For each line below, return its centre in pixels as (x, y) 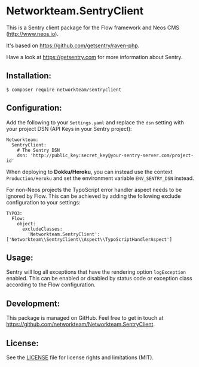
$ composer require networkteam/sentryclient (64, 90)
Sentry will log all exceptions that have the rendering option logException (96, 272)
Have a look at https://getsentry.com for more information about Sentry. (94, 57)
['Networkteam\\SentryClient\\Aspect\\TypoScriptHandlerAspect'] (89, 239)
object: (26, 224)
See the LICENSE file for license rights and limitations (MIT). (80, 357)
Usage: (20, 257)
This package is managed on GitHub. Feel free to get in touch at (85, 318)
